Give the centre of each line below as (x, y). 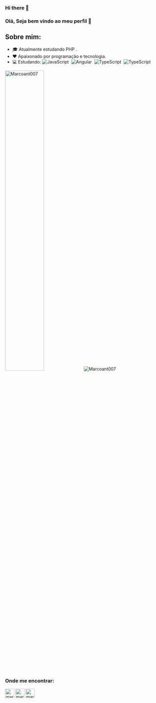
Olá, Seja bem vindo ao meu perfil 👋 (48, 21)
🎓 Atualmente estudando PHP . (45, 49)
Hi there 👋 (17, 8)
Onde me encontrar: (30, 680)
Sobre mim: (23, 37)
